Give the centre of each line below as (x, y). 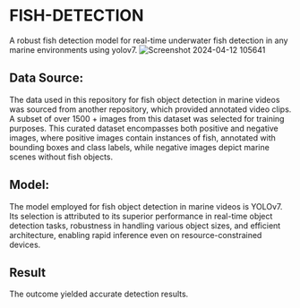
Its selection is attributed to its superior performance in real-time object (141, 216)
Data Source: (46, 78)
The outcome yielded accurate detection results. (99, 294)
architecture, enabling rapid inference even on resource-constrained (136, 235)
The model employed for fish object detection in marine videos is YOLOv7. (146, 206)
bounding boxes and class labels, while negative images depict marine (140, 147)
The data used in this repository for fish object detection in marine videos (145, 99)
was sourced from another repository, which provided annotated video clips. (150, 109)
